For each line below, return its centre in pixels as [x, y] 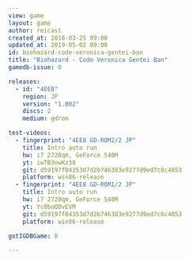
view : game [26, 15]
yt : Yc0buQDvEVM [49, 207]
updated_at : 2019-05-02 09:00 [58, 45]
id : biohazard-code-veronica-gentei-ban [76, 52]
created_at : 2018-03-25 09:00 [58, 38]
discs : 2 [37, 111]
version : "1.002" [51, 104]
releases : [25, 81]
